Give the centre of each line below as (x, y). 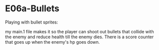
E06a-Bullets (32, 9)
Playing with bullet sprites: (32, 22)
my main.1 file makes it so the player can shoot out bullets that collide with (79, 31)
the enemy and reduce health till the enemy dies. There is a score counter (79, 37)
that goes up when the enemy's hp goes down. (53, 42)
